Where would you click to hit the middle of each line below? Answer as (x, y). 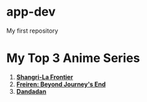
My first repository (32, 31)
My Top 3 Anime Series (73, 58)
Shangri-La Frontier (45, 77)
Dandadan (31, 91)
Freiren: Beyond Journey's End (61, 84)
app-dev (31, 12)
